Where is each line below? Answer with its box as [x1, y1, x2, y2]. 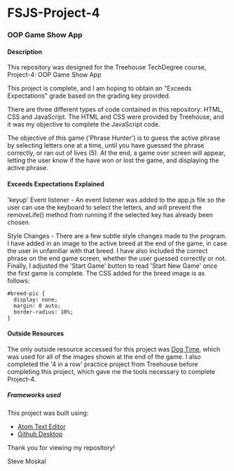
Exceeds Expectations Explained [7, 179, 105, 188]
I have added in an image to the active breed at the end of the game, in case [7, 239, 228, 247]
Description [7, 47, 43, 56]
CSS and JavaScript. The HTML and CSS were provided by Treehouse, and [7, 112, 224, 121]
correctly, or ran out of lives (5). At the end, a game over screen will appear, [7, 149, 226, 157]
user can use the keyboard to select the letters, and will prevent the [7, 202, 202, 212]
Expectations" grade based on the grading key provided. [7, 91, 171, 100]
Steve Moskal [7, 457, 47, 465]
